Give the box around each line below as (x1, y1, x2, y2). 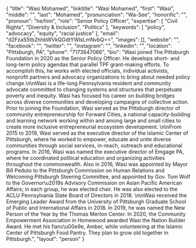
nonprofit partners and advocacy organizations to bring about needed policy (6, 73, 191, 80)
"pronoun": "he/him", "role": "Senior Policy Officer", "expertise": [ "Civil (6, 18, 178, 24)
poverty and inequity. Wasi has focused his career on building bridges (6, 92, 175, 99)
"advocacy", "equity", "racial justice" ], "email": (6, 30, 120, 37)
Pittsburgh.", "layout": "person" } (6, 236, 85, 242)
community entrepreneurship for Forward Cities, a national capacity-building (6, 111, 191, 118)
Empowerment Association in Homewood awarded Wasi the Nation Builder (6, 217, 186, 223)
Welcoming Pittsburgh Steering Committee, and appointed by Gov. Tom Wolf (6, 173, 191, 180)
